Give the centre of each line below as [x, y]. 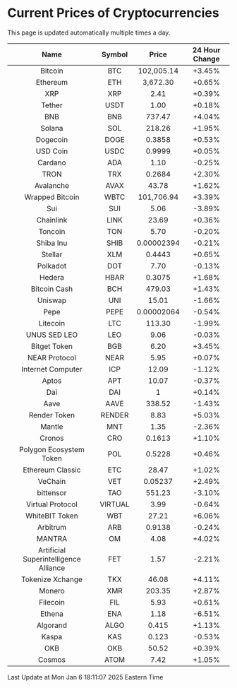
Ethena [51, 614]
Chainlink [52, 220]
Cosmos [51, 660]
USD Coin [52, 151]
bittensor [52, 492]
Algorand [52, 625]
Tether [52, 105]
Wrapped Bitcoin [52, 197]
